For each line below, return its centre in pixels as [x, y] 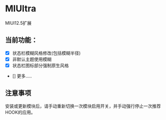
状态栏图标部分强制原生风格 [41, 65]
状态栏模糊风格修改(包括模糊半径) [46, 53]
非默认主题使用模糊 [32, 59]
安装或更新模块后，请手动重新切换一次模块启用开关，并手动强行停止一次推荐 [83, 106]
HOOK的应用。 [20, 112]
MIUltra [21, 9]
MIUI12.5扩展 [18, 23]
